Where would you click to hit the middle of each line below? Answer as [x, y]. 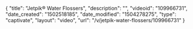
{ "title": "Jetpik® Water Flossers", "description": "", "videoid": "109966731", [97, 8]
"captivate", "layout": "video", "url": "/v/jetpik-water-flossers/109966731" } [95, 20]
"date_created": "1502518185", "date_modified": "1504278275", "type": [91, 14]
